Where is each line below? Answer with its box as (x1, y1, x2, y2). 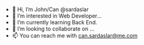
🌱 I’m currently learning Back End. (12, 19, 97, 26)
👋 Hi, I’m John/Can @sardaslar (12, 6, 89, 13)
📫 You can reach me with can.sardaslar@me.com (12, 32, 138, 39)
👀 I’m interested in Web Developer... (12, 12, 102, 19)
